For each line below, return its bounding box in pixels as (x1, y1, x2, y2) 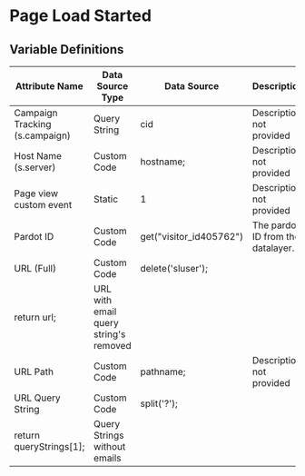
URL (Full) (14, 263, 57, 274)
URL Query (14, 392, 61, 404)
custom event (14, 199, 73, 211)
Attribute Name (15, 80, 84, 92)
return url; (14, 311, 56, 323)
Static (93, 193, 119, 205)
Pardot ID (14, 231, 54, 243)
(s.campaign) (14, 129, 71, 142)
